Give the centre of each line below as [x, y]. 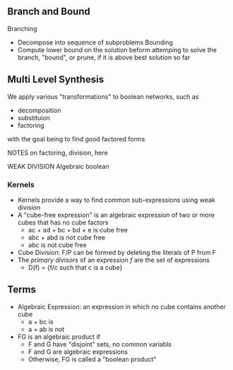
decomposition [39, 110]
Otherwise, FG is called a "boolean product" [92, 359]
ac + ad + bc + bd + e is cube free [78, 229]
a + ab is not [46, 329]
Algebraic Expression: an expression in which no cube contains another [121, 306]
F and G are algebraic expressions [78, 352]
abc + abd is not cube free [67, 237]
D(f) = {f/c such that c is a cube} [75, 267]
